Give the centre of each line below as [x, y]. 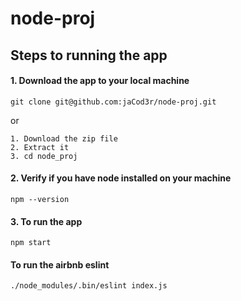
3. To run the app [46, 221]
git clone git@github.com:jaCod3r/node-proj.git [113, 102]
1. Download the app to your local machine [100, 81]
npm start [31, 243]
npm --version [40, 199]
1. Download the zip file [64, 138]
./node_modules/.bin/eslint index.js [89, 286]
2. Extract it [40, 147]
